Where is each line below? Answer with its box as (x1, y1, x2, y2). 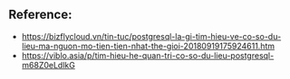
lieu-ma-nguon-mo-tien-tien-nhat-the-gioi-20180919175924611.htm (21, 40, 275, 51)
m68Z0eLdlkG (21, 59, 76, 70)
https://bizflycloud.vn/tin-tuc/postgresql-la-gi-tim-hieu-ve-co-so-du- (21, 31, 282, 41)
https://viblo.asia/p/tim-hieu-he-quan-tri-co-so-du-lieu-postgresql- (21, 49, 275, 61)
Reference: (8, 7, 72, 22)
